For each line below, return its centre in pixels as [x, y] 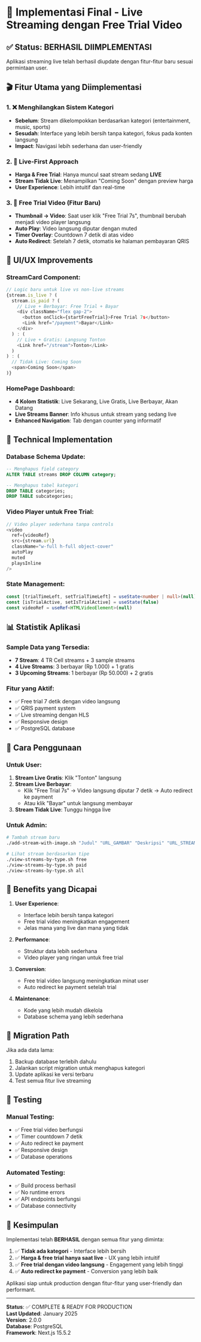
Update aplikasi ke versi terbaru [54, 1074]
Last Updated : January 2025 [42, 1314]
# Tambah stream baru [33, 838]
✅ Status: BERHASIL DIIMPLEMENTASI [79, 47]
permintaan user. [27, 68]
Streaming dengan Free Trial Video [94, 25]
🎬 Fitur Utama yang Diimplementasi [74, 87]
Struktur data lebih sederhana [60, 951]
